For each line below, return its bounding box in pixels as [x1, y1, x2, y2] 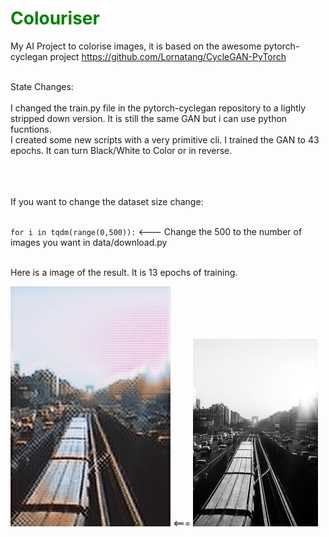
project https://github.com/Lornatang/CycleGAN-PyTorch [49, 50, 287, 62]
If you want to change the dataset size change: [10, 195, 204, 207]
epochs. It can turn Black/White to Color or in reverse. [10, 144, 233, 156]
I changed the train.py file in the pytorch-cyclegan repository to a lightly [10, 102, 307, 114]
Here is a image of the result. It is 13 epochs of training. [10, 266, 238, 278]
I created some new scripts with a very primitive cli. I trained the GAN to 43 [10, 133, 320, 146]
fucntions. [10, 123, 52, 135]
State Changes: [10, 80, 74, 92]
